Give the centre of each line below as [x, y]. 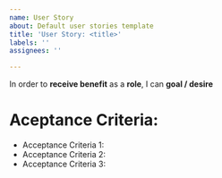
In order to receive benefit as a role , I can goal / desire [111, 84]
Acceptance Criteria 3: [64, 164]
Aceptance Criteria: [84, 120]
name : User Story [42, 17]
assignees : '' [36, 51]
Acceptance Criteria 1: [63, 145]
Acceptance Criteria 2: [64, 155]
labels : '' [30, 42]
